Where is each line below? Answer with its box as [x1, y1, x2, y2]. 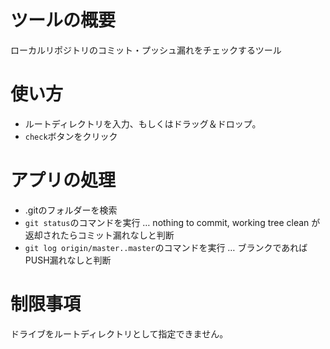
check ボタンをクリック [24, 130, 118, 142]
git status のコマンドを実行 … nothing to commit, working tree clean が [24, 216, 321, 228]
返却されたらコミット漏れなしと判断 [24, 229, 175, 241]
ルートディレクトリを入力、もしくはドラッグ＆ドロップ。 [24, 117, 262, 130]
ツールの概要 [10, 9, 117, 32]
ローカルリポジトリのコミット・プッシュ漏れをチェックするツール [10, 44, 282, 56]
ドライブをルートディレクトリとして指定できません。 [10, 327, 229, 340]
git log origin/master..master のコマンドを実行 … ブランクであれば [24, 241, 308, 253]
